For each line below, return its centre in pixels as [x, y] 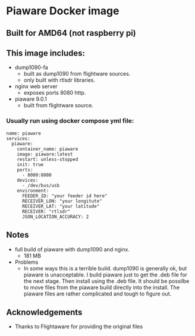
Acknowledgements [44, 312]
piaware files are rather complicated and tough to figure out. [97, 294]
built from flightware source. [59, 105]
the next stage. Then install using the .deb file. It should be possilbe [106, 281]
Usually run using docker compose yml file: [70, 121]
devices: [28, 180]
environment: [33, 191]
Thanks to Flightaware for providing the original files [79, 326]
